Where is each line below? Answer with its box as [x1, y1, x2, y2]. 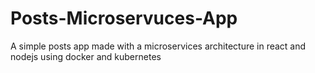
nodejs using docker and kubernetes [10, 50, 162, 62]
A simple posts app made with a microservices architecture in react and [10, 40, 307, 52]
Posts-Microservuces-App [10, 7, 238, 30]
